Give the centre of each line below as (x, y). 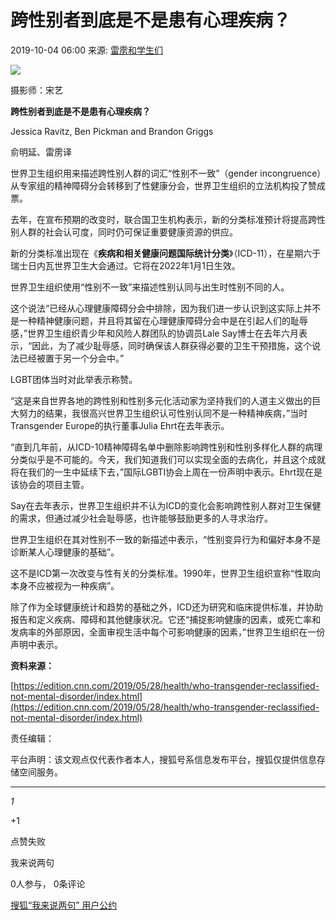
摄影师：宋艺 (36, 90)
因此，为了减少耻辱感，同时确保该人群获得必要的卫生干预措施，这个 (172, 345)
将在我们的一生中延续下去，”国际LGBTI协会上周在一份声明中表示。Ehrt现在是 (166, 472)
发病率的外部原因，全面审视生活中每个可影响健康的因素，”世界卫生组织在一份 (168, 632)
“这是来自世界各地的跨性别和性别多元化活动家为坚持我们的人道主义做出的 (161, 400)
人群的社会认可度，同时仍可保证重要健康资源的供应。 (128, 232)
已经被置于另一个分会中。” (71, 358)
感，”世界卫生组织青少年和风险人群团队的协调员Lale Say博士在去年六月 (154, 333)
